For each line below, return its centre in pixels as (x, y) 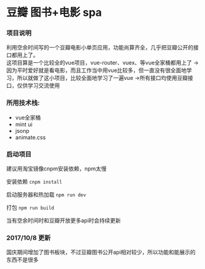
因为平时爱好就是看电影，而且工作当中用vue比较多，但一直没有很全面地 (97, 70)
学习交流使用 (43, 85)
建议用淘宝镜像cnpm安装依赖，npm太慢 (56, 169)
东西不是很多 (22, 260)
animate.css (30, 137)
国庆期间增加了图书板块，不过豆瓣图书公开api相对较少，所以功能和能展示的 (101, 252)
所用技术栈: (23, 103)
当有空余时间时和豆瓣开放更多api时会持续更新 (63, 221)
